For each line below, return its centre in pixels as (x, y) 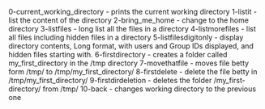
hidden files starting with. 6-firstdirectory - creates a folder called (118, 55)
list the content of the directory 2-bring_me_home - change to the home (129, 20)
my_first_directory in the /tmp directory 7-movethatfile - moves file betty (129, 63)
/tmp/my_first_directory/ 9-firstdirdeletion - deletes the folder (110, 80)
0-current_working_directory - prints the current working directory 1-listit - (133, 12)
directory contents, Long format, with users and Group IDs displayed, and (131, 46)
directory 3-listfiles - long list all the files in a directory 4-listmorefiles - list (132, 29)
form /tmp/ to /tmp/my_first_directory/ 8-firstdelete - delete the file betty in (133, 71)
